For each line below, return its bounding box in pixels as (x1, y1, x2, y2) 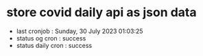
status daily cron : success (16, 41, 93, 49)
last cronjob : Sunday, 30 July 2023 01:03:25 (16, 27, 143, 35)
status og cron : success (16, 34, 86, 42)
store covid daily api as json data (6, 5, 197, 20)
